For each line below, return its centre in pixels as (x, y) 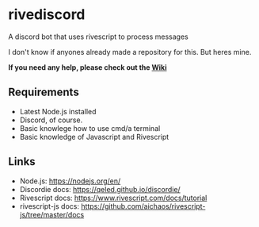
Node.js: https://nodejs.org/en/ (70, 181)
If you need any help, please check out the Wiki (88, 67)
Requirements (44, 92)
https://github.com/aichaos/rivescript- (143, 206)
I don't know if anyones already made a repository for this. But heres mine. (130, 52)
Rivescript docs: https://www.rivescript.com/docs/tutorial (113, 198)
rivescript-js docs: (49, 206)
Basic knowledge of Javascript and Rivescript (94, 137)
